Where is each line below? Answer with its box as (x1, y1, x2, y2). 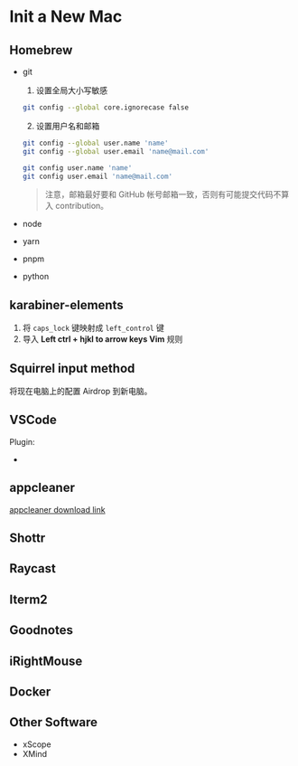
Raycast (9, 561, 56, 576)
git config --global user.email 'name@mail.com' (22, 147, 210, 156)
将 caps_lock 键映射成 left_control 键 (22, 323, 164, 334)
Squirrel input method (9, 360, 135, 376)
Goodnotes (9, 622, 74, 638)
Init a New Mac (9, 6, 123, 27)
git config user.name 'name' (22, 163, 133, 173)
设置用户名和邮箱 (35, 120, 100, 131)
